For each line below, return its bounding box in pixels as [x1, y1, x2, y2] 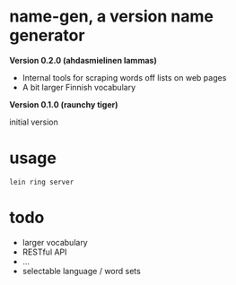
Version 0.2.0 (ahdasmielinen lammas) [9, 55, 157, 65]
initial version [9, 117, 58, 127]
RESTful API [22, 246, 67, 257]
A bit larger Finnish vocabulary [22, 82, 136, 92]
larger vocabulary [22, 237, 88, 247]
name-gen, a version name [9, 6, 214, 27]
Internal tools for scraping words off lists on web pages [22, 72, 227, 82]
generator [9, 25, 85, 46]
